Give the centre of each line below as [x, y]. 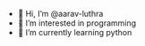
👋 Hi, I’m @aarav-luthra [60, 14]
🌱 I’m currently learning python [75, 32]
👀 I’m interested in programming [77, 23]
